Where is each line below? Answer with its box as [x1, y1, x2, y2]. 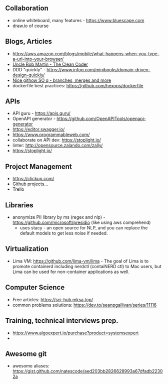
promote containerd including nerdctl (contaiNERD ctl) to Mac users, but [12, 263, 161, 269]
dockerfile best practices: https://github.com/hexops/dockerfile [12, 82, 143, 88]
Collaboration [5, 4, 48, 13]
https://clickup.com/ [12, 176, 54, 182]
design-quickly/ [12, 72, 45, 78]
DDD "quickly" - [12, 66, 46, 72]
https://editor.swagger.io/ [12, 126, 65, 133]
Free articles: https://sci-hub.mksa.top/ [12, 296, 93, 303]
